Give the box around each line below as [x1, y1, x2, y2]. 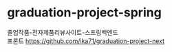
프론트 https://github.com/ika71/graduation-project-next [7, 36, 165, 45]
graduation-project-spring [7, 5, 162, 21]
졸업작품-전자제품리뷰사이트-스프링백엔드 [7, 28, 118, 36]
